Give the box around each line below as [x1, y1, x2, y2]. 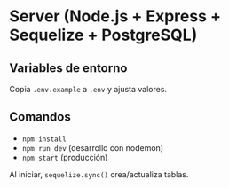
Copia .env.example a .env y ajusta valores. [9, 84, 167, 94]
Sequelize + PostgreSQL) [9, 25, 198, 45]
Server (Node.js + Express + [9, 6, 222, 27]
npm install [21, 135, 67, 144]
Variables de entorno [9, 60, 128, 75]
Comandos [9, 109, 71, 125]
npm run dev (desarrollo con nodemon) [21, 142, 164, 153]
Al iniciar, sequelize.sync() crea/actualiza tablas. [9, 168, 189, 179]
